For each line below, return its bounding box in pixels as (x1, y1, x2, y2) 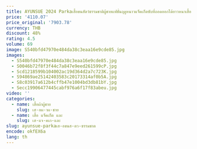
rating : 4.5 (6, 36, 35, 42)
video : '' (6, 90, 31, 96)
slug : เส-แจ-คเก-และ (16, 118, 61, 124)
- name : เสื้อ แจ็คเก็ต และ (11, 112, 63, 118)
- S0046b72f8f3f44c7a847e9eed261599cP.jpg (11, 63, 117, 69)
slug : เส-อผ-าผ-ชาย (16, 107, 59, 113)
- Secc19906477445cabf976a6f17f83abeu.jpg (11, 85, 117, 91)
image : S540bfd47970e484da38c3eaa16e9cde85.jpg (6, 47, 125, 53)
